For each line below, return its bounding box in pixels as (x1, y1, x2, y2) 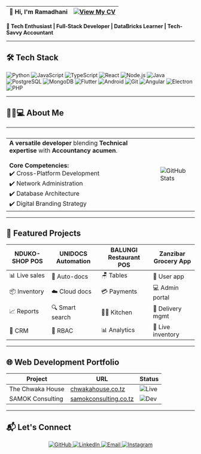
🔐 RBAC (51, 327, 74, 335)
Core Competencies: (9, 161, 69, 169)
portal (153, 293, 169, 301)
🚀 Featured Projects (6, 228, 81, 239)
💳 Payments (100, 287, 138, 295)
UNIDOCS (59, 249, 88, 258)
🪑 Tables (100, 272, 127, 280)
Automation (56, 257, 91, 266)
